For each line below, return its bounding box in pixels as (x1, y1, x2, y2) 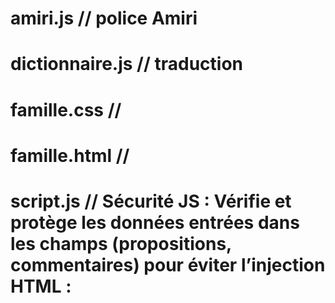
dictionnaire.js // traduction (10, 53, 243, 76)
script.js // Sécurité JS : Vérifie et (10, 190, 292, 212)
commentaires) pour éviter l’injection (10, 253, 326, 276)
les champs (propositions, (10, 232, 232, 255)
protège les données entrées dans (10, 211, 300, 234)
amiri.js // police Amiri (10, 7, 198, 30)
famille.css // (10, 98, 122, 121)
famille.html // (10, 144, 130, 167)
